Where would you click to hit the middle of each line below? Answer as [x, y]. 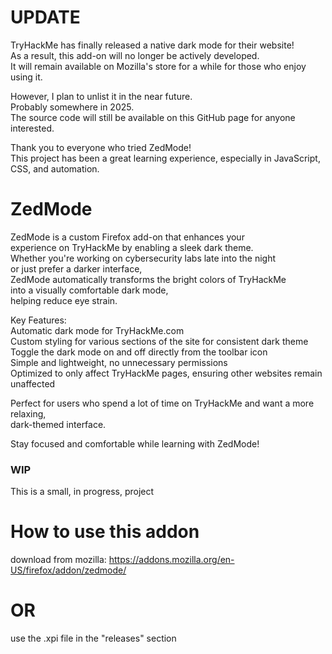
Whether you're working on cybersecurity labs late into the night [143, 258]
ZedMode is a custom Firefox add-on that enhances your [127, 237]
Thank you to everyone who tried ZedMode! [101, 147]
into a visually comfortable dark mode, [89, 290]
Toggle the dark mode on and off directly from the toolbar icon [139, 352]
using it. [26, 77]
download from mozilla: [58, 560]
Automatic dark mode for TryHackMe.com [97, 330]
